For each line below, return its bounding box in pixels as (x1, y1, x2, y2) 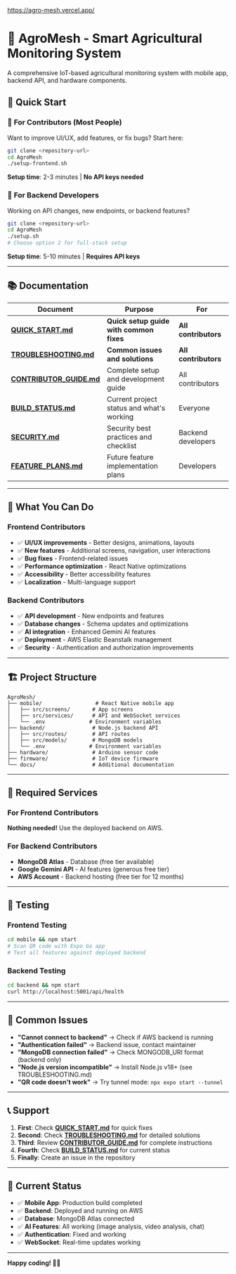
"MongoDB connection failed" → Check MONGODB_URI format (17, 1048, 204, 1056)
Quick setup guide (106, 316, 170, 326)
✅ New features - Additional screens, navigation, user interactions (17, 546, 211, 554)
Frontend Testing (7, 920, 67, 930)
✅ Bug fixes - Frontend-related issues (17, 554, 129, 563)
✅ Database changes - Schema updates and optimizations (17, 619, 189, 628)
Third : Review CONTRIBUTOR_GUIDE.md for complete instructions (17, 1138, 213, 1147)
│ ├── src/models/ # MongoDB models (7, 737, 143, 744)
